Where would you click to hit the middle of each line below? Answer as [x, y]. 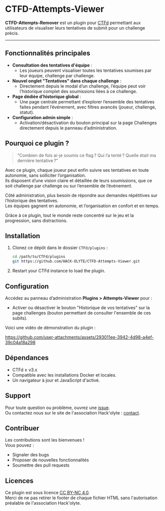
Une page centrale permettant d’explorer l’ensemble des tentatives [87, 101]
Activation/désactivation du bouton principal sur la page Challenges [88, 123]
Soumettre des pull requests [41, 465]
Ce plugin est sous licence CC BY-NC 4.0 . [47, 493]
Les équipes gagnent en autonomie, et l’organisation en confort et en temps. [82, 206]
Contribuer [22, 428]
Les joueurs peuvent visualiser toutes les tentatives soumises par [85, 70]
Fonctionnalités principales [48, 53]
